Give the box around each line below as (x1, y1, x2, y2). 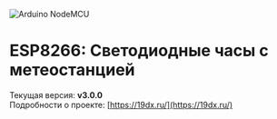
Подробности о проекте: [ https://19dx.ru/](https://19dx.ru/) (9, 99, 233, 110)
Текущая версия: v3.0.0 (9, 89, 103, 100)
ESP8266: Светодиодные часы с (9, 41, 270, 61)
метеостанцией (9, 60, 135, 81)
